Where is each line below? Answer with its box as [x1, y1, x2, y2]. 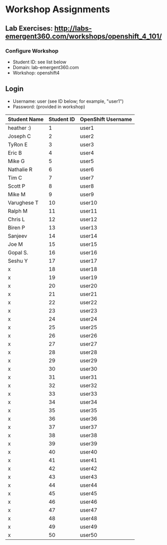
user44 [80, 482, 98, 489]
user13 [80, 224, 98, 231]
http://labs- [54, 24, 92, 33]
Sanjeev [8, 232, 27, 239]
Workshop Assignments [5, 4, 110, 15]
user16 [80, 249, 98, 256]
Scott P [8, 183, 26, 190]
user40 [80, 448, 98, 456]
